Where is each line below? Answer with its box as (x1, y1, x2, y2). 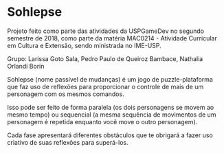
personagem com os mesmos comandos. (7, 90, 125, 98)
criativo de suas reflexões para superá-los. (7, 138, 128, 146)
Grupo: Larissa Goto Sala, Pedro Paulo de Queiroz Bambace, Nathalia (7, 54, 203, 62)
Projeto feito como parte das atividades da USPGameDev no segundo (7, 27, 205, 35)
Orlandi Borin (7, 62, 45, 70)
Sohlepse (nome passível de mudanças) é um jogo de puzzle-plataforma (7, 75, 213, 83)
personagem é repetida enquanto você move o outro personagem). (7, 117, 198, 126)
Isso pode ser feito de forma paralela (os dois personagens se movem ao (7, 103, 214, 111)
